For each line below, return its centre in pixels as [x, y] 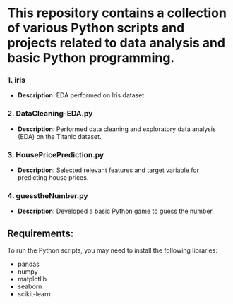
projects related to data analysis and [116, 43]
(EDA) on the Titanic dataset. [59, 136]
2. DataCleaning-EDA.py [50, 114]
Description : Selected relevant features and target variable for [108, 170]
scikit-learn [34, 294]
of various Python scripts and [96, 28]
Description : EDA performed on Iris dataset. [82, 95]
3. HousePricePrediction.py [56, 154]
